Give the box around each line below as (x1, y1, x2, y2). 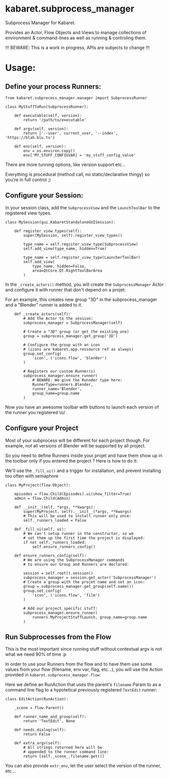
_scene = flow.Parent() (14, 706, 64, 711)
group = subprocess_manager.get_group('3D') (23, 333, 118, 339)
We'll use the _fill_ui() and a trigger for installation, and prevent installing (5, 468, 161, 474)
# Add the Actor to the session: (23, 316, 94, 321)
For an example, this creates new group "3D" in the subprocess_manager (5, 296, 157, 302)
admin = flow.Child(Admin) (14, 496, 71, 501)
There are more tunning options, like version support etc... (5, 162, 126, 168)
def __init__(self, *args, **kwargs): (14, 504, 96, 510)
